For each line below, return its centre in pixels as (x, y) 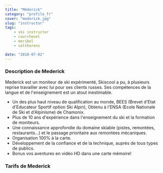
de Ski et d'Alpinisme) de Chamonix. (48, 112)
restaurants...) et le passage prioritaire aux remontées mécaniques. (79, 133)
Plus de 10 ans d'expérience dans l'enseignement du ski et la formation (83, 117)
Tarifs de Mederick (28, 166)
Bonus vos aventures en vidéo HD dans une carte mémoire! (72, 153)
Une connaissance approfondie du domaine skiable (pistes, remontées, (83, 127)
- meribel (24, 41)
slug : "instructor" (25, 23)
